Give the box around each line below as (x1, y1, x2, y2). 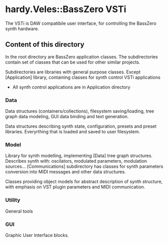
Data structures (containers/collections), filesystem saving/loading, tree (5, 108, 154, 114)
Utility (5, 197, 21, 204)
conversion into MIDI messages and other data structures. (5, 169, 126, 175)
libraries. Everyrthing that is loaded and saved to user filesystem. (5, 129, 140, 135)
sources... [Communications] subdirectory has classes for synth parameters (5, 163, 163, 170)
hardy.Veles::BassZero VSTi (5, 4, 127, 15)
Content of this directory (5, 40, 85, 49)
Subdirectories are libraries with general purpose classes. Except (5, 69, 141, 75)
